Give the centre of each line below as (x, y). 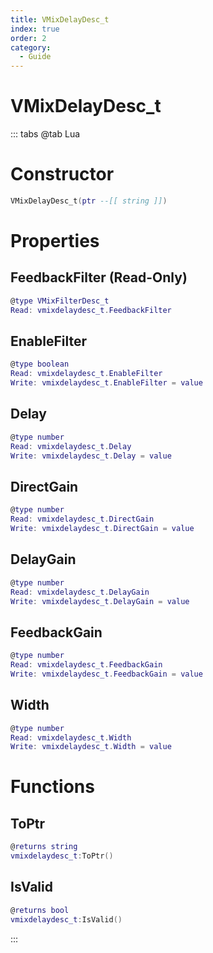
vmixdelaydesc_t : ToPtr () (62, 856)
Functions (52, 787)
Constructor (62, 174)
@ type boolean (40, 364)
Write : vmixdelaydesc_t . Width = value (91, 747)
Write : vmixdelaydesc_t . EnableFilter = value (106, 383)
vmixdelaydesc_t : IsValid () (66, 919)
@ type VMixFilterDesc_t (60, 301)
